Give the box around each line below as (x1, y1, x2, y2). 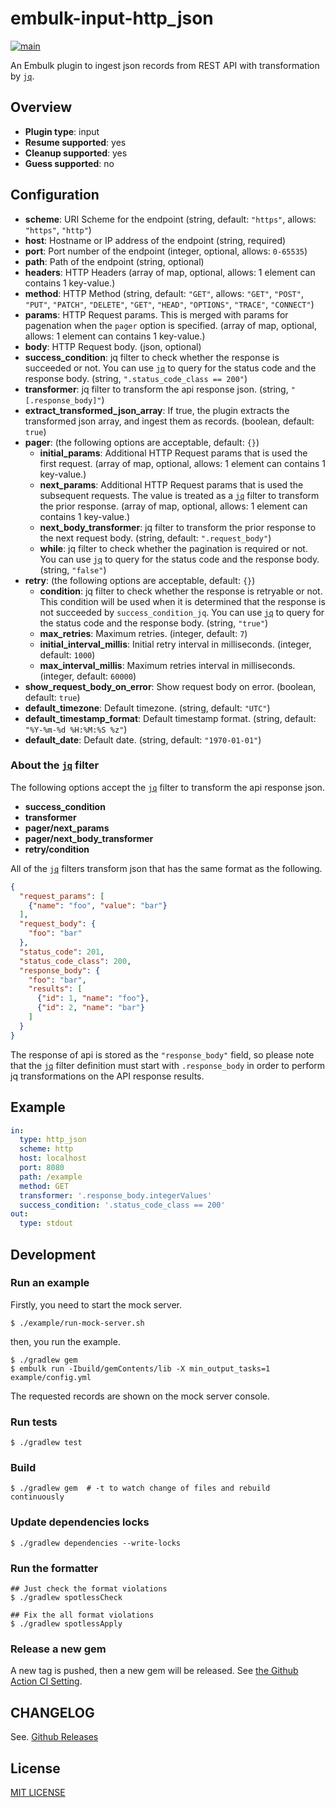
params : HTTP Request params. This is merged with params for (24, 308, 289, 321)
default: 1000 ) (39, 648, 96, 661)
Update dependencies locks (10, 1515, 150, 1529)
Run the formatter (10, 1561, 99, 1575)
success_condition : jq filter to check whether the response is (24, 351, 280, 363)
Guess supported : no (24, 157, 115, 169)
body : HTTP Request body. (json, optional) (24, 340, 202, 352)
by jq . (10, 70, 35, 82)
